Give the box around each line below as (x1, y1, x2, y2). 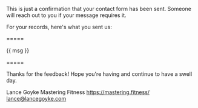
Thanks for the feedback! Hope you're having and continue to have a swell (6, 70, 193, 78)
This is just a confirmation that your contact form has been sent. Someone (6, 5, 192, 12)
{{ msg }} (6, 47, 29, 54)
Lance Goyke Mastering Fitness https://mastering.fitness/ (6, 89, 150, 96)
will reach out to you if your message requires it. (6, 12, 127, 19)
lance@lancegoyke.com (6, 95, 67, 102)
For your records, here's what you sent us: (6, 24, 112, 30)
